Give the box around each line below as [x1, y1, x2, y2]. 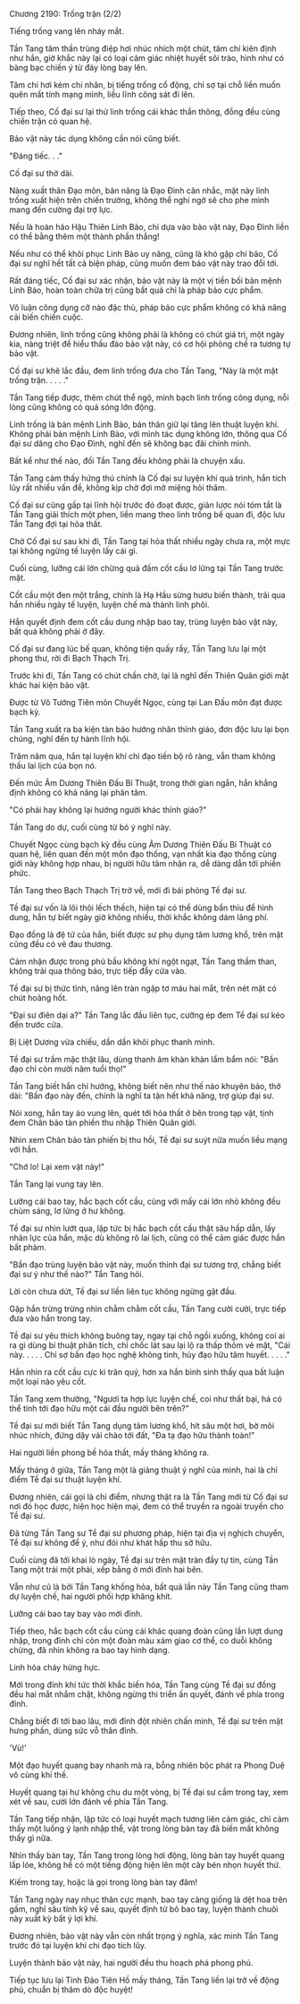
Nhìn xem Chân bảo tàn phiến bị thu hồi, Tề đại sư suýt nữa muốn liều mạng [9, 1135, 288, 1145]
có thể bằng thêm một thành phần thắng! [9, 231, 160, 242]
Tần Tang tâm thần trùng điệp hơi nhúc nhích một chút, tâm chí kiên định [9, 43, 277, 54]
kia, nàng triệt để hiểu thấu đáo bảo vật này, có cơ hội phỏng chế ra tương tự [9, 338, 291, 349]
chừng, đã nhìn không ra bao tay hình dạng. [9, 1645, 171, 1655]
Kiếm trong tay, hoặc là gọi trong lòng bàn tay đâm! [9, 1877, 198, 1888]
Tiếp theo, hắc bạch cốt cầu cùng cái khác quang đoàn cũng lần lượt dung [9, 1625, 283, 1636]
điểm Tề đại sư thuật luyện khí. [9, 1474, 122, 1485]
